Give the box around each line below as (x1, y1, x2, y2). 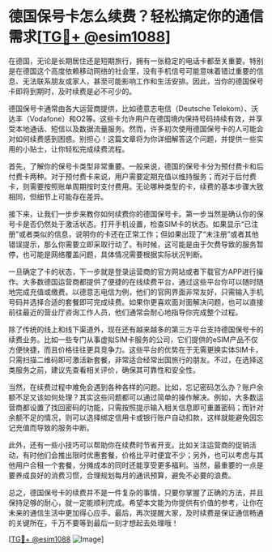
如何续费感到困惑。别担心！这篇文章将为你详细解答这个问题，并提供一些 (15, 134, 257, 143)
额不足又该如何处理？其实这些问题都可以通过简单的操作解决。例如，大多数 (8, 392, 257, 402)
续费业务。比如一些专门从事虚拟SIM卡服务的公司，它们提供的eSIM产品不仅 (8, 334, 258, 344)
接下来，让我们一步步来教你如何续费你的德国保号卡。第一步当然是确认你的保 (8, 208, 264, 219)
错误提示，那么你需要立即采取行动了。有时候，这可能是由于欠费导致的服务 (8, 239, 257, 249)
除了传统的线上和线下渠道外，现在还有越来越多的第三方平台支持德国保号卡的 (8, 324, 264, 334)
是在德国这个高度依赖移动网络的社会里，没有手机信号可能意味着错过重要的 (8, 66, 257, 75)
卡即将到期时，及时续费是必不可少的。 (8, 86, 136, 96)
